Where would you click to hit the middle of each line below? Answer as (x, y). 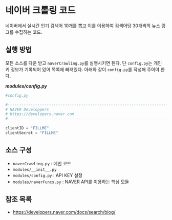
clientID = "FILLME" (27, 128)
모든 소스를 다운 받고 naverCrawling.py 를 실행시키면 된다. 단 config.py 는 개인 (84, 63)
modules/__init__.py (35, 169)
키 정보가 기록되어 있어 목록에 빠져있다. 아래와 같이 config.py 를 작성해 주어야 (82, 69)
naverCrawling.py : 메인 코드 (42, 163)
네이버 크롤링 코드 (40, 10)
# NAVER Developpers (27, 109)
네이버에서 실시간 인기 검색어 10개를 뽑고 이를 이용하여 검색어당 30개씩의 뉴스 (83, 26)
